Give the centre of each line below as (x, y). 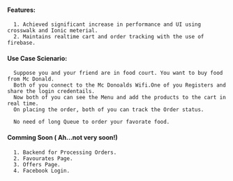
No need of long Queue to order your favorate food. (92, 122)
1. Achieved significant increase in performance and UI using (107, 24)
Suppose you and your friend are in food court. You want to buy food (118, 73)
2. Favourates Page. (43, 158)
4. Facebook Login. (42, 171)
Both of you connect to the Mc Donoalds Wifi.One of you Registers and (120, 85)
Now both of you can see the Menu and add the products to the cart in (120, 98)
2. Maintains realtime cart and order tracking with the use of (109, 37)
